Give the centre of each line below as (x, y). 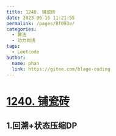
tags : (13, 47)
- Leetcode (26, 52)
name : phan (26, 63)
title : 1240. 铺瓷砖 (31, 12)
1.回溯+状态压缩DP (42, 125)
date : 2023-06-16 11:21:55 (41, 18)
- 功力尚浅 (24, 40)
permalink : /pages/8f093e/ (41, 23)
